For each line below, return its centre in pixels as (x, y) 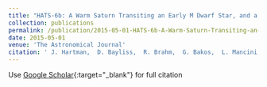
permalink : (26, 30)
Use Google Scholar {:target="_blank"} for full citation (95, 75)
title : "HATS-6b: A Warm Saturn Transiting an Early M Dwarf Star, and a (133, 15)
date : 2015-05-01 (37, 38)
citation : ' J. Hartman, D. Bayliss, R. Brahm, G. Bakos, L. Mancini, (135, 52)
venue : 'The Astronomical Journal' (67, 45)
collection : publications (51, 23)
